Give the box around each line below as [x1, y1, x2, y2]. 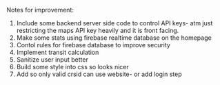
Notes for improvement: [6, 6, 74, 14]
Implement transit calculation [16, 48, 99, 56]
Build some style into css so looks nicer [16, 63, 129, 71]
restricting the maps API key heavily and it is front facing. [16, 27, 179, 34]
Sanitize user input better [16, 56, 89, 64]
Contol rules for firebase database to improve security [16, 41, 170, 49]
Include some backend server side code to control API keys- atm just [16, 19, 213, 27]
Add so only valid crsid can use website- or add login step [16, 70, 182, 78]
